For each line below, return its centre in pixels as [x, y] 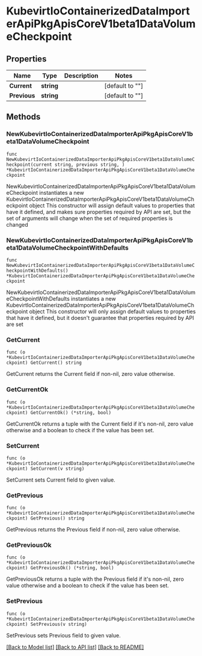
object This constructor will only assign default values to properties [112, 311]
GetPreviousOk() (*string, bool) [72, 568]
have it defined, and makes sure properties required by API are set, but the [99, 212]
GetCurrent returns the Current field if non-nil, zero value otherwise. [91, 374]
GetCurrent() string [56, 363]
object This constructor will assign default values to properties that [112, 205]
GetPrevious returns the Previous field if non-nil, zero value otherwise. [93, 530]
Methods [23, 117]
